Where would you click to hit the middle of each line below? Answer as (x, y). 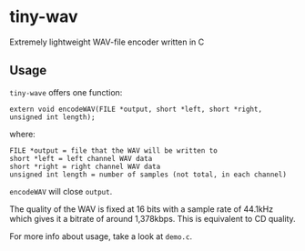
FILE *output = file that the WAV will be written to (114, 151)
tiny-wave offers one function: (66, 92)
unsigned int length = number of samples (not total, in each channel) (148, 175)
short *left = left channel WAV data (81, 158)
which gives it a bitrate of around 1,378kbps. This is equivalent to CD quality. (152, 218)
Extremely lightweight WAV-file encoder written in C (107, 42)
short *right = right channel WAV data (85, 166)
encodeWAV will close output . (61, 191)
